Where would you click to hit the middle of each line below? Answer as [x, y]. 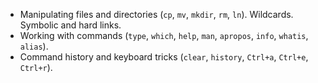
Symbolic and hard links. [70, 25]
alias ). [34, 46]
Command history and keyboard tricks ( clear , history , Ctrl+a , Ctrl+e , [164, 57]
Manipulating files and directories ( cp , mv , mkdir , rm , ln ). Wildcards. [156, 14]
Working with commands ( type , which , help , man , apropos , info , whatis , [164, 35]
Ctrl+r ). [36, 67]
